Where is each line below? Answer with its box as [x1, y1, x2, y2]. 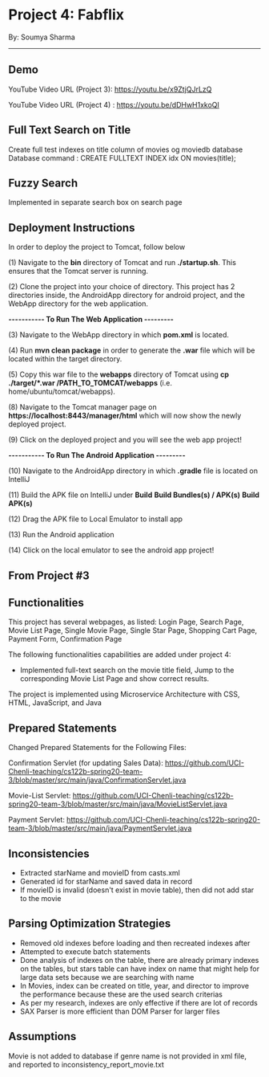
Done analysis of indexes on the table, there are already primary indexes [19, 955, 259, 965]
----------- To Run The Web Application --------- [8, 315, 175, 324]
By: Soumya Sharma [8, 32, 76, 42]
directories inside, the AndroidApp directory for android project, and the [8, 291, 246, 300]
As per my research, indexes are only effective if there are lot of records [19, 997, 258, 1007]
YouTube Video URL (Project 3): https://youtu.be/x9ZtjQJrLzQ [8, 84, 212, 94]
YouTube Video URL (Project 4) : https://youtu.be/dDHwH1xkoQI [8, 100, 220, 109]
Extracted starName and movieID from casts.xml [19, 868, 180, 878]
